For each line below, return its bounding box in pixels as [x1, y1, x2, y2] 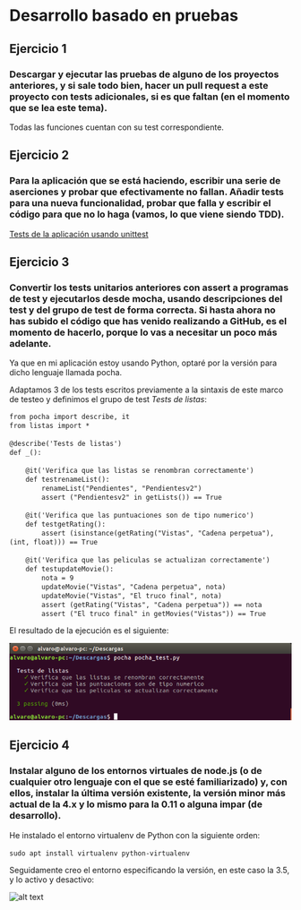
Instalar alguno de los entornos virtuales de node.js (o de [9, 765, 262, 777]
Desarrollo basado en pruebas [9, 5, 239, 26]
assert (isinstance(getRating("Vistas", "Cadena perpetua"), [41, 529, 275, 538]
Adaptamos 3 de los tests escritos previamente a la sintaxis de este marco [9, 384, 284, 395]
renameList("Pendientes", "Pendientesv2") [41, 485, 202, 494]
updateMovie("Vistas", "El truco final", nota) [41, 592, 222, 601]
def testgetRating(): [25, 520, 106, 529]
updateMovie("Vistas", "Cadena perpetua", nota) [41, 583, 227, 592]
